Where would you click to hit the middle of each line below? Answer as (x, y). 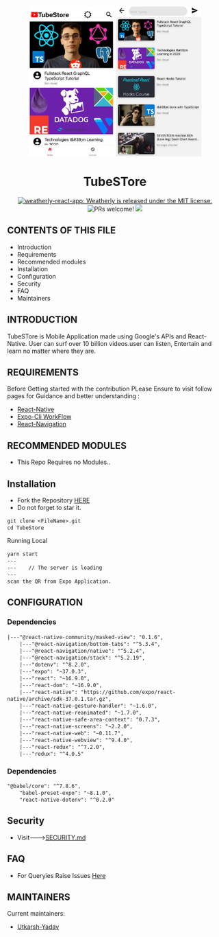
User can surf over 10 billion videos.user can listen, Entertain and (120, 343)
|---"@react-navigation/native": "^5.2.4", (82, 651)
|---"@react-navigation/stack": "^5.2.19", (82, 658)
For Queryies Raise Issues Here (61, 875)
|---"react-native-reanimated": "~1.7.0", (81, 713)
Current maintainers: (36, 914)
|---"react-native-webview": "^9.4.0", (76, 740)
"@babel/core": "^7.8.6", (44, 786)
